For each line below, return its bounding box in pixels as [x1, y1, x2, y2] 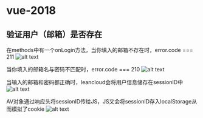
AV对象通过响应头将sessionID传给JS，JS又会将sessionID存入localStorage [6, 98, 192, 105]
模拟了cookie [11, 105, 45, 113]
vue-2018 [6, 4, 57, 18]
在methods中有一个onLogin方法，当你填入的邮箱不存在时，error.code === [6, 47, 193, 53]
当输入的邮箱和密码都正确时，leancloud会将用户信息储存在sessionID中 [6, 79, 184, 85]
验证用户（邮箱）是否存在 [6, 29, 102, 39]
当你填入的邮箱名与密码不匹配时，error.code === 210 [6, 66, 140, 73]
